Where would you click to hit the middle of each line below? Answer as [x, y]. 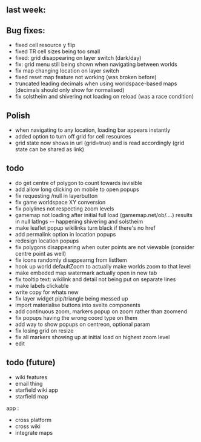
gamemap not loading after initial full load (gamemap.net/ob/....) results [104, 215]
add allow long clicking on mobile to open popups [77, 189]
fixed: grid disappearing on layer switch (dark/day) [78, 58]
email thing [29, 383]
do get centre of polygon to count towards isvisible [78, 183]
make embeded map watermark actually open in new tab [86, 273]
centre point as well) [41, 253]
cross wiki [28, 426]
